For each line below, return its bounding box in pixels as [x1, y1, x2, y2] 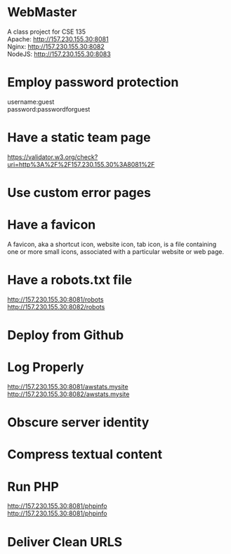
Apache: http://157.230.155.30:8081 [7, 34, 109, 43]
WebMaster [7, 4, 77, 20]
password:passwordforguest [7, 104, 91, 113]
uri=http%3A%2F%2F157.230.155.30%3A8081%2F [7, 160, 155, 168]
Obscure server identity [7, 414, 150, 431]
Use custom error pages [7, 185, 151, 201]
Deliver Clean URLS [7, 534, 123, 550]
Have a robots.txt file [7, 272, 132, 288]
